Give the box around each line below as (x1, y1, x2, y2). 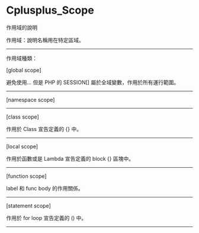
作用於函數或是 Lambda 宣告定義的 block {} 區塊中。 (6, 155, 134, 162)
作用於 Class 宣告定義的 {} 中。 (6, 125, 82, 132)
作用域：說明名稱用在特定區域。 (6, 36, 84, 43)
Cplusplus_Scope (6, 4, 95, 17)
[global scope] (6, 66, 41, 74)
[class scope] (6, 113, 40, 120)
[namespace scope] (6, 96, 55, 103)
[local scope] (6, 143, 38, 150)
